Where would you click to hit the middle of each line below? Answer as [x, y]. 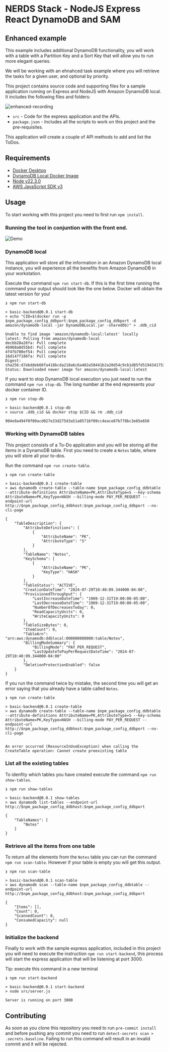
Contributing [26, 1016]
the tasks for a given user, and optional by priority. [57, 76]
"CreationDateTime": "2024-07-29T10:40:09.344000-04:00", [85, 589]
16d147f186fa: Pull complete [36, 356]
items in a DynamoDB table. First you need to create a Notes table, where [81, 450]
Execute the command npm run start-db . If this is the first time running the [82, 283]
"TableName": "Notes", [47, 554]
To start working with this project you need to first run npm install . [75, 214]
